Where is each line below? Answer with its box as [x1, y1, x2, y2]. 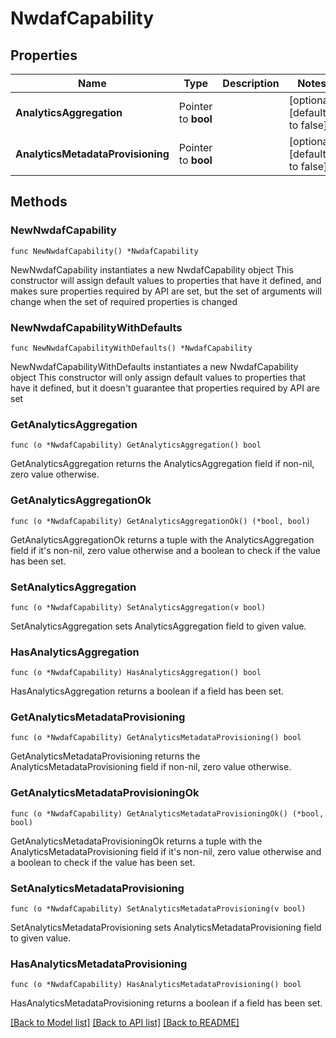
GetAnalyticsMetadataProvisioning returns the [10, 750, 201, 762]
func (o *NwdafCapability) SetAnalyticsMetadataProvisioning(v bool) [10, 904, 307, 914]
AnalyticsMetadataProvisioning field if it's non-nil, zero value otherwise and [10, 845, 322, 857]
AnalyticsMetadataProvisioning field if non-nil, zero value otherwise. [10, 761, 292, 773]
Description [222, 77, 280, 90]
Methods [10, 193, 68, 211]
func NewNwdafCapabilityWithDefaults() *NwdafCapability [10, 343, 253, 353]
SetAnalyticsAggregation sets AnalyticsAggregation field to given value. [10, 620, 307, 632]
